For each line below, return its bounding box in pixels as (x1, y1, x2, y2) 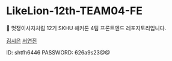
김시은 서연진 (6, 37, 37, 44)
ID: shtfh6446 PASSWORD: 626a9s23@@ (6, 49, 110, 56)
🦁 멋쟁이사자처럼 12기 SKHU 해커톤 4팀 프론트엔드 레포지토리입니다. (6, 24, 167, 31)
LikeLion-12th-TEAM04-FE (6, 4, 143, 18)
